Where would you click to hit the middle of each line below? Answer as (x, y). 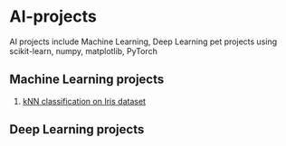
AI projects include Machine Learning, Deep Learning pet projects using (143, 41)
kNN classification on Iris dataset (84, 101)
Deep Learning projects (77, 129)
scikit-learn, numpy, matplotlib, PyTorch (84, 50)
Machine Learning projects (87, 80)
